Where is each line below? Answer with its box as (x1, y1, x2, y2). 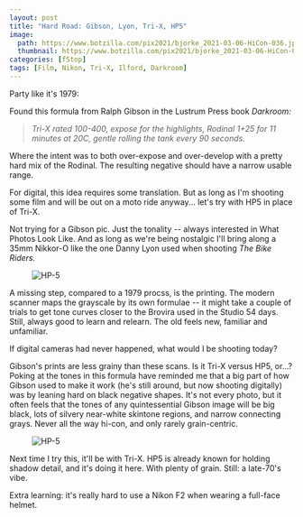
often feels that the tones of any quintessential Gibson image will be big (9, 399, 275, 410)
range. (9, 169, 34, 180)
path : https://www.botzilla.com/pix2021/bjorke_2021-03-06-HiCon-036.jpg (17, 38, 300, 48)
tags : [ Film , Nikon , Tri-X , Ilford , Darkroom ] (9, 64, 188, 73)
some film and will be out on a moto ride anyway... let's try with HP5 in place (9, 196, 293, 208)
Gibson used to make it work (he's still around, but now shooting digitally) (9, 380, 282, 391)
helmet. (9, 499, 38, 510)
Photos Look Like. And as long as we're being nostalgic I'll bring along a (9, 233, 277, 244)
